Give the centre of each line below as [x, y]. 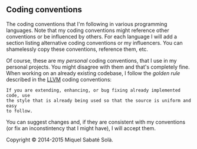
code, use [18, 95]
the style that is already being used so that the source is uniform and [99, 101]
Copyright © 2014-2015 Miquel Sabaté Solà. [60, 140]
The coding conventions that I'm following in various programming [87, 24]
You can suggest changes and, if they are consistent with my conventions [96, 122]
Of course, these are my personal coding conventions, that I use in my [91, 60]
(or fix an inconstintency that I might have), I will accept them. [81, 128]
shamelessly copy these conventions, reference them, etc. [77, 49]
